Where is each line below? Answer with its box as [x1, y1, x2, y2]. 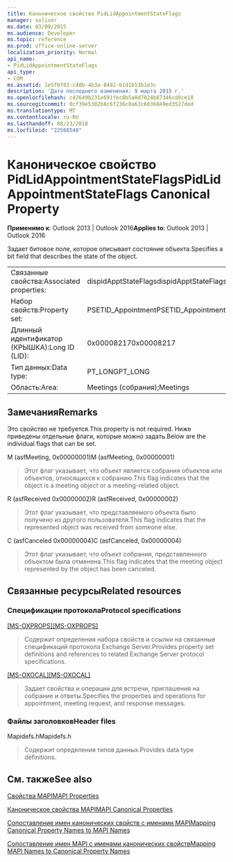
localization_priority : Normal [7, 49, 98, 56]
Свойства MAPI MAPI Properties [7, 791, 99, 800]
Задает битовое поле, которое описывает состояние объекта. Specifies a [7, 245, 223, 253]
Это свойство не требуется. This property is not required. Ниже [7, 425, 192, 433]
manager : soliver [7, 17, 58, 24]
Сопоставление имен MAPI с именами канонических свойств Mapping [7, 839, 216, 847]
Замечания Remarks [7, 406, 98, 418]
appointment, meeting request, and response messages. [24, 699, 186, 707]
